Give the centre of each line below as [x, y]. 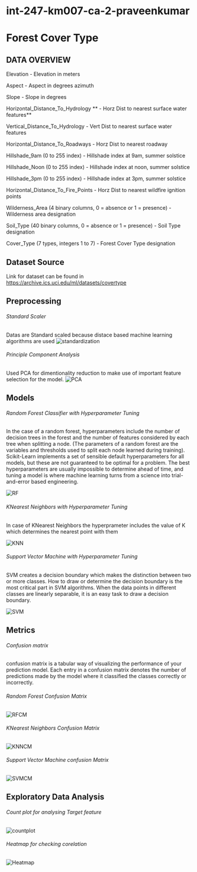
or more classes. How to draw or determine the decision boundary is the [94, 581]
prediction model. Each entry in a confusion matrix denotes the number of [96, 670]
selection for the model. [35, 379]
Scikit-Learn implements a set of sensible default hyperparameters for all [95, 456]
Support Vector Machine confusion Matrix [57, 760]
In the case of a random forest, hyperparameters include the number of [93, 432]
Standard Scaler [26, 316]
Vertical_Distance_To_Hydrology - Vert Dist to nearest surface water [89, 126]
